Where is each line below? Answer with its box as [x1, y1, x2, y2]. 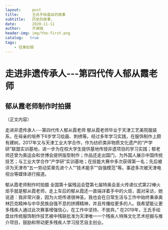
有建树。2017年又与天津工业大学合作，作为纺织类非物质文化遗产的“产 [5, 139, 148, 146]
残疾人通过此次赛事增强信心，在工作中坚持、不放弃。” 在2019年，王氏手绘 [9, 206, 161, 212]
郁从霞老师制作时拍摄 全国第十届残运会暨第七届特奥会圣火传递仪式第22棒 [5, 181, 156, 187]
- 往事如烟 [14, 45, 34, 50]
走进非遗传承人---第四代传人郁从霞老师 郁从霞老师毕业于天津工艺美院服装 [5, 127, 157, 133]
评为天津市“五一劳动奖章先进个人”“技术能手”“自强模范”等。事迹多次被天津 [5, 164, 157, 171]
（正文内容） [5, 116, 31, 122]
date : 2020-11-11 [5, 21, 55, 27]
